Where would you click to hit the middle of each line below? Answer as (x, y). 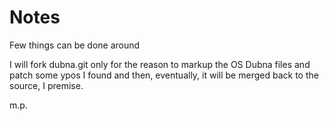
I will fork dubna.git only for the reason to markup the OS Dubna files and (160, 64)
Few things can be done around (75, 45)
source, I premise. (46, 85)
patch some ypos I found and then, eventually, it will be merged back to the (164, 75)
